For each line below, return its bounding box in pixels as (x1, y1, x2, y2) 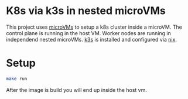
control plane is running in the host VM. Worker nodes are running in (6, 29, 171, 36)
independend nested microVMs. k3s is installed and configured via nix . (6, 36, 177, 43)
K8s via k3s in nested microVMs (6, 4, 166, 18)
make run (6, 76, 28, 81)
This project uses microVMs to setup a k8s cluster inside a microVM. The (6, 23, 183, 30)
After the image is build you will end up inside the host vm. (6, 86, 148, 93)
